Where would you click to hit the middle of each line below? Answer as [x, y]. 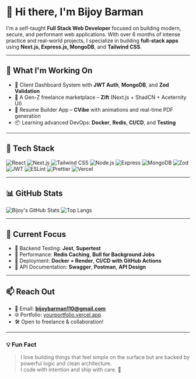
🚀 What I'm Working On [49, 70]
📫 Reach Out [31, 292]
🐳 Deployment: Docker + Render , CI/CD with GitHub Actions [88, 261]
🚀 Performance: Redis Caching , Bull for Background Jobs [85, 254]
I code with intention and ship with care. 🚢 [71, 370]
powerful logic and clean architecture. [66, 364]
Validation [27, 91]
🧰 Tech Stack [30, 149]
